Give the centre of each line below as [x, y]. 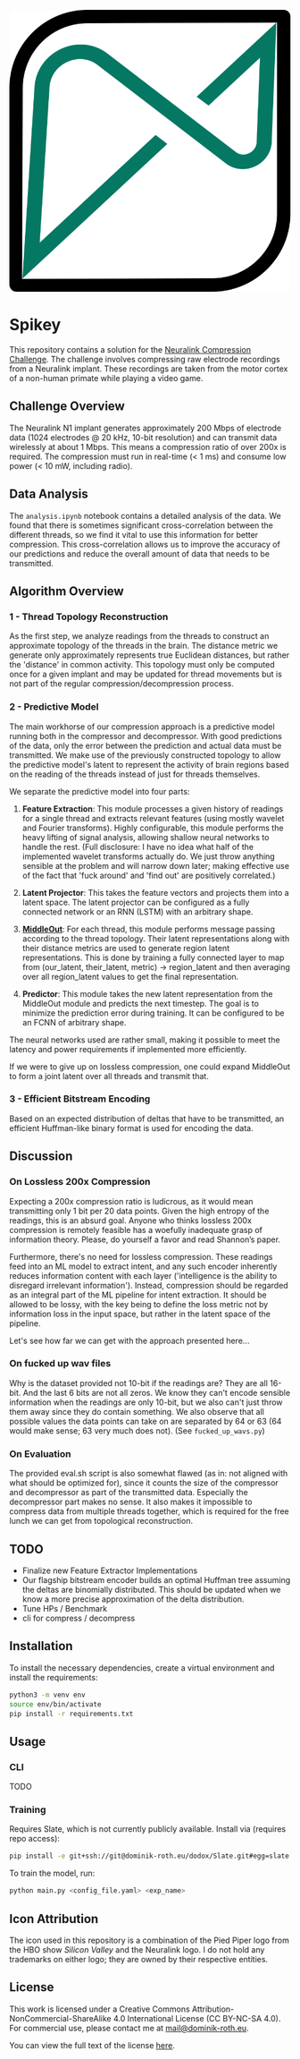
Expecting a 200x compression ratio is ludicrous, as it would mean [131, 1201]
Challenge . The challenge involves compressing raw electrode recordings [145, 359]
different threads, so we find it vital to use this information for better [134, 534]
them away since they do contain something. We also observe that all [137, 1411]
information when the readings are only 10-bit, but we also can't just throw [146, 1402]
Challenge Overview [67, 407]
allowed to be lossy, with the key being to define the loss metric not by [139, 1304]
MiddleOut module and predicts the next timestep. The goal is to [140, 1003]
